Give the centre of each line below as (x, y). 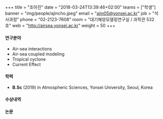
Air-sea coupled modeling (38, 54)
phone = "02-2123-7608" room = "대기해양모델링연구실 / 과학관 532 (87, 19)
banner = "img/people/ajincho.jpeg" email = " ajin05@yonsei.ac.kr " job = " (80, 13)
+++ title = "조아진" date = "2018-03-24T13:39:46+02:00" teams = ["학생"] (80, 7)
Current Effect (26, 65)
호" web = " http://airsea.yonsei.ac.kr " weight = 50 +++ (60, 25)
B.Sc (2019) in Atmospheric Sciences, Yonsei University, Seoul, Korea (82, 88)
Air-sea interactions (32, 49)
